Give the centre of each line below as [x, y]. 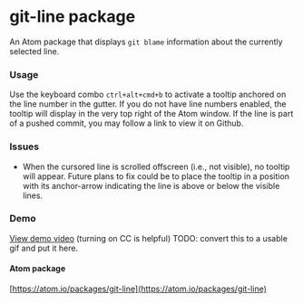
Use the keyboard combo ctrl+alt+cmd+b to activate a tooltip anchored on [148, 95]
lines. [33, 195]
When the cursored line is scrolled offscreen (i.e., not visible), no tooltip [156, 166]
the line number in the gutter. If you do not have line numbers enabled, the [148, 104]
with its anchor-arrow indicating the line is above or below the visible [151, 185]
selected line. [34, 51]
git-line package [73, 17]
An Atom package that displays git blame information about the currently [146, 42]
